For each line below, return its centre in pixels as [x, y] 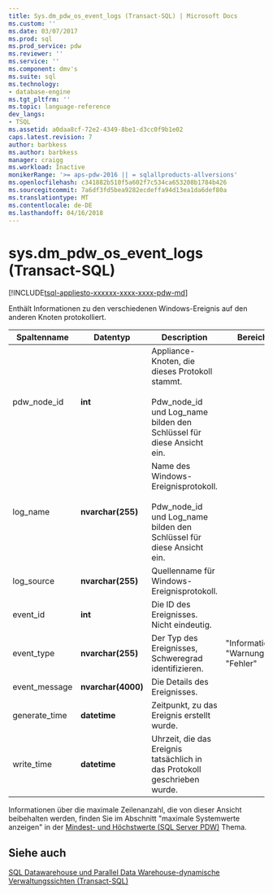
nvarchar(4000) [112, 687]
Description [184, 337]
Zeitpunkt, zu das [184, 705]
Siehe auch [37, 853]
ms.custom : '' [32, 24]
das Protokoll [176, 769]
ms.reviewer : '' [36, 54]
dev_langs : [27, 115]
